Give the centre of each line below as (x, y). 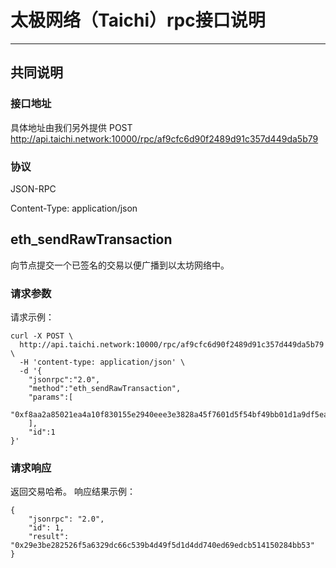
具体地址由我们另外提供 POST (71, 127)
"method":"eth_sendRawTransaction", (105, 389)
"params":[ (51, 397)
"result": (49, 537)
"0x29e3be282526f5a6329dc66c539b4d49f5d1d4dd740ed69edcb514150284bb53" (162, 546)
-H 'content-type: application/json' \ (102, 362)
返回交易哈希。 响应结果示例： (73, 492)
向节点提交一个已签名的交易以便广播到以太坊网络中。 (120, 265)
